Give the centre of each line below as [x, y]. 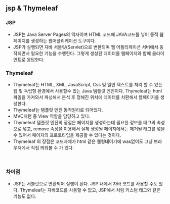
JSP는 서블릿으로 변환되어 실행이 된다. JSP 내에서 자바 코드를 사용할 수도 [85, 184]
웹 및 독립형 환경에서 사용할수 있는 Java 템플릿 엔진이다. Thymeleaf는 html [88, 91]
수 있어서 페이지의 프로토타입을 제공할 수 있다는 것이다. [67, 135]
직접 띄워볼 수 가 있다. [52, 147]
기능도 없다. [25, 196]
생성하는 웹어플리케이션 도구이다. [63, 40]
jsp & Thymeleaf [32, 8]
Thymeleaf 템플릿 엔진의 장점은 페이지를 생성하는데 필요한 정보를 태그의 [84, 122]
